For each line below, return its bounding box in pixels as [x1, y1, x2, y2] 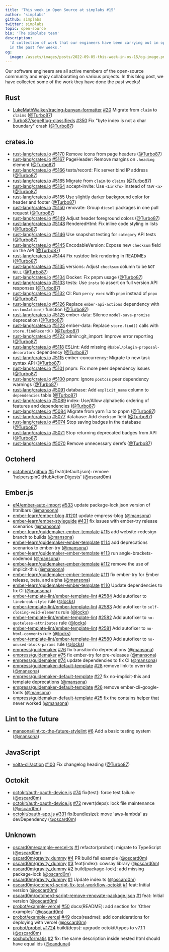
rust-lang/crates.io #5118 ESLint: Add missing [12, 344, 107, 350]
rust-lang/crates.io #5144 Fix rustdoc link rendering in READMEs [12, 253, 146, 259]
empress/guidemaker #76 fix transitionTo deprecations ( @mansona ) [12, 646, 154, 652]
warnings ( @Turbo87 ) [12, 381, 58, 387]
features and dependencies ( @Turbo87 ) [12, 403, 96, 409]
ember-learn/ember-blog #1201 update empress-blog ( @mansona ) [12, 513, 151, 519]
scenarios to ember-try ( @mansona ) [12, 544, 89, 550]
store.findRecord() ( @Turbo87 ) [12, 328, 79, 333]
